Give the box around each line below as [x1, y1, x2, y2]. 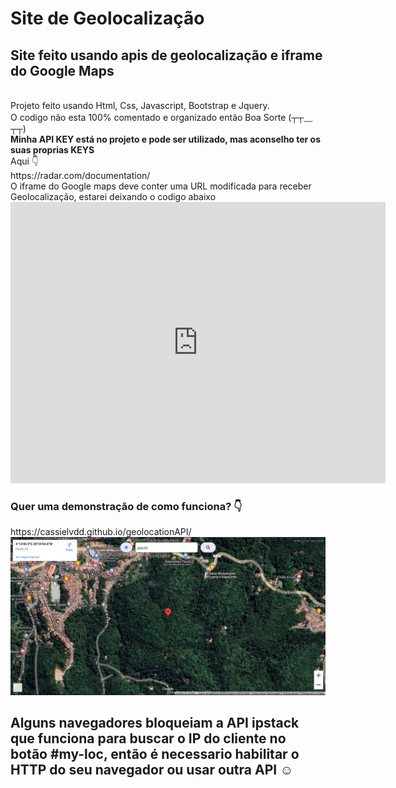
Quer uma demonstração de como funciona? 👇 [10, 499, 243, 513]
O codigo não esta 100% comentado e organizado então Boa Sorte [10, 112, 287, 123]
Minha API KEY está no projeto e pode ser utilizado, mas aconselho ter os [10, 133, 322, 145]
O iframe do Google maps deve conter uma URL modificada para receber [10, 180, 312, 192]
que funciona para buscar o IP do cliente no [10, 730, 287, 747]
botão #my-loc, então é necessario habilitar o [10, 746, 300, 763]
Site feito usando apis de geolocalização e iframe [10, 47, 323, 64]
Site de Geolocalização [10, 7, 205, 30]
